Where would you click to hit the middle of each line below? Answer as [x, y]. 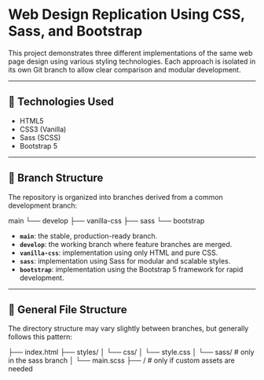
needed [20, 369]
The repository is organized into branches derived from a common [116, 197]
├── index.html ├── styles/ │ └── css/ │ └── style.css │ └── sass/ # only [131, 352]
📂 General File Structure [68, 310]
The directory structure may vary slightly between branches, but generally [128, 329]
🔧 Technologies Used [61, 102]
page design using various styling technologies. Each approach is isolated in [132, 61]
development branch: [43, 205]
